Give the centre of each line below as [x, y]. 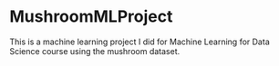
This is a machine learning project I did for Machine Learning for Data [140, 42]
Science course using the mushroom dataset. [95, 51]
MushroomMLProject [91, 17]
